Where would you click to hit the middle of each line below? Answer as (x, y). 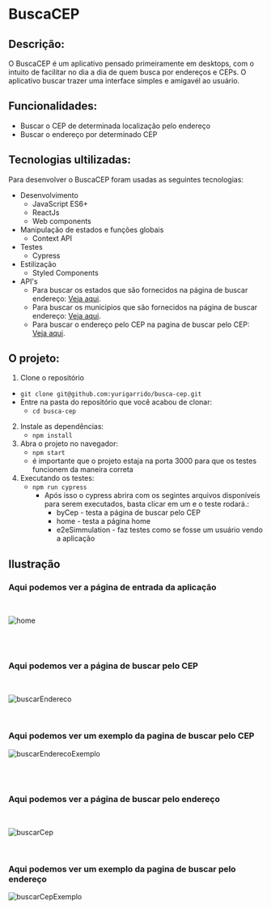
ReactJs (46, 212)
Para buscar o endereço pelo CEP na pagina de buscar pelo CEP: (141, 324)
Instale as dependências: (61, 427)
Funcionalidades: (53, 106)
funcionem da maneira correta (83, 470)
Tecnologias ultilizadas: (70, 160)
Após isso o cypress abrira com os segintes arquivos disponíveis (152, 495)
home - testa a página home (104, 521)
